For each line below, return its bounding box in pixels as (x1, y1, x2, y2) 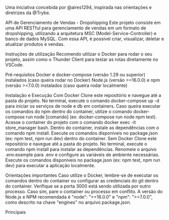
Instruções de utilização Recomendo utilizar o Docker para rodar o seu (5, 51, 153, 57)
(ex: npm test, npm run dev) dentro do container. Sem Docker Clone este (5, 136, 157, 141)
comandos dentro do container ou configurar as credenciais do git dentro (5, 178, 158, 183)
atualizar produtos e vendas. (5, 41, 65, 47)
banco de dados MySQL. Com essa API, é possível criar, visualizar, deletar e (5, 36, 164, 42)
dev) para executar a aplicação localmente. (5, 163, 96, 168)
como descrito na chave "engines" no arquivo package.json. (5, 199, 132, 205)
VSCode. (5, 62, 24, 68)
